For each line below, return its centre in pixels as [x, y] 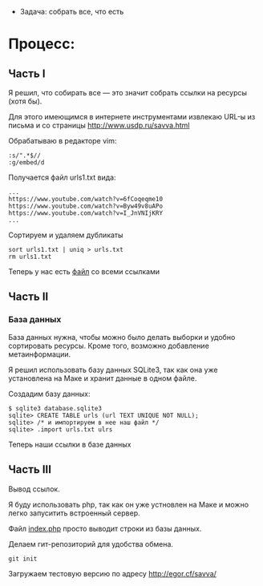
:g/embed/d [26, 163]
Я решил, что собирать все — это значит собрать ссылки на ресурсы [127, 93]
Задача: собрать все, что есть [72, 12]
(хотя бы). [25, 101]
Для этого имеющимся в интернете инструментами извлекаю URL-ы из [132, 117]
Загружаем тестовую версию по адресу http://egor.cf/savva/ [112, 573]
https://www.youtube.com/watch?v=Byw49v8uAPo [85, 206]
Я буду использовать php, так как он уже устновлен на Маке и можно [129, 504]
